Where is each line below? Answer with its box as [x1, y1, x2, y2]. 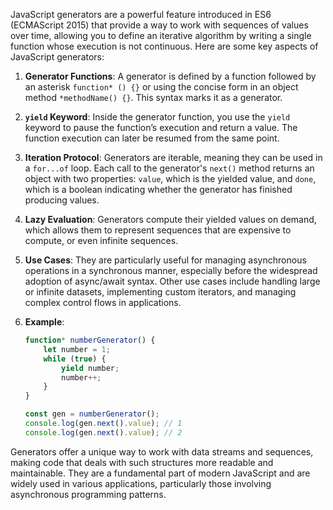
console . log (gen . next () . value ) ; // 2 [24, 427, 183, 438]
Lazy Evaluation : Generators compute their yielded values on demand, [24, 214, 317, 225]
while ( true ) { [43, 354, 107, 364]
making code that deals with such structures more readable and [10, 456, 274, 468]
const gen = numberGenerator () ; [24, 409, 160, 419]
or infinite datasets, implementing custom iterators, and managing [24, 286, 297, 298]
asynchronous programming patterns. [10, 488, 167, 500]
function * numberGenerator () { [24, 335, 156, 345]
